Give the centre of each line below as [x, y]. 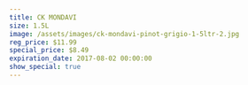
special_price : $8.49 [49, 50]
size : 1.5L [29, 26]
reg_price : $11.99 [43, 42]
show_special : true [45, 67]
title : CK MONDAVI [43, 17]
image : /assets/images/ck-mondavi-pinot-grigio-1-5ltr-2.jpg [124, 34]
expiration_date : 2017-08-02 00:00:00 [81, 58]
